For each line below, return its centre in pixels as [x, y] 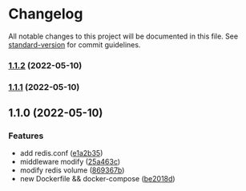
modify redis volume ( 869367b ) [72, 170]
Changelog [46, 14]
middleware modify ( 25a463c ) [70, 162]
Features [26, 136]
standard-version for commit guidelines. [75, 44]
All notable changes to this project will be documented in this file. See [123, 36]
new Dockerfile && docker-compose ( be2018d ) [97, 179]
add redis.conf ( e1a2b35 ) [61, 153]
